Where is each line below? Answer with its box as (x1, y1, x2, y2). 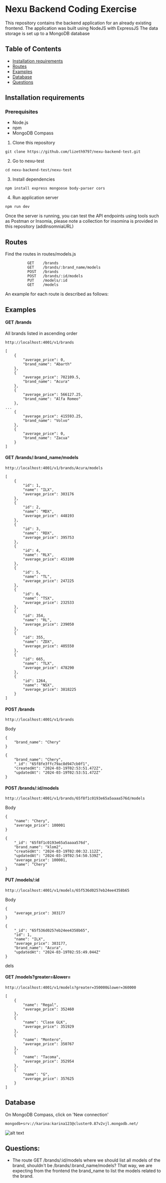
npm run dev (5, 204, 30, 209)
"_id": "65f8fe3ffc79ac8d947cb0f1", (14, 762, 90, 767)
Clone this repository (12, 140, 55, 146)
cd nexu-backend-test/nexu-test (5, 168, 72, 173)
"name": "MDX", (23, 509, 55, 514)
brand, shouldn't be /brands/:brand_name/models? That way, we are (12, 1163, 153, 1169)
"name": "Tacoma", (23, 1054, 61, 1059)
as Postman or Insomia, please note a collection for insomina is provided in (5, 218, 158, 224)
